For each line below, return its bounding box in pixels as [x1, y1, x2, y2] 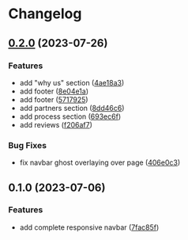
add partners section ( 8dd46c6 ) [19, 103, 125, 112]
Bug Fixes [8, 139, 47, 150]
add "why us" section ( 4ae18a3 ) [19, 78, 125, 87]
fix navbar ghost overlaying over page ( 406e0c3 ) [19, 158, 180, 167]
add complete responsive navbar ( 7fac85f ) [19, 223, 160, 232]
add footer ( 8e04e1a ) [19, 86, 89, 96]
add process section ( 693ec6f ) [19, 112, 122, 121]
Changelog [8, 5, 82, 23]
